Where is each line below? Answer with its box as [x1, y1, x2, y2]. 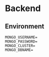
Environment [5, 22, 45, 30]
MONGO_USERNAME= [5, 35, 37, 40]
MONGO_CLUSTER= [5, 43, 36, 48]
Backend [5, 3, 41, 14]
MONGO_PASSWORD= [5, 39, 37, 44]
